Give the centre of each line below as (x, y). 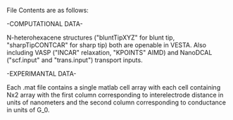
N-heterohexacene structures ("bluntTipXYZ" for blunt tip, (91, 37)
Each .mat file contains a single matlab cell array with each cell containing (114, 87)
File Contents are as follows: (48, 10)
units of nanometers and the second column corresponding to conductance (116, 102)
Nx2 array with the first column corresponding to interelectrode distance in (115, 95)
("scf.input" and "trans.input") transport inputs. (75, 60)
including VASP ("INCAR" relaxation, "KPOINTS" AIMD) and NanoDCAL (109, 53)
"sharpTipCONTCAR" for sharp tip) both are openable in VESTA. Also (107, 45)
